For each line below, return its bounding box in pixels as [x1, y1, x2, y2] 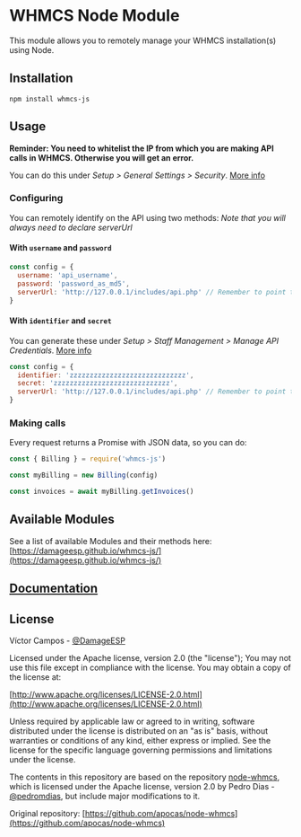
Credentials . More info [9, 345, 92, 356]
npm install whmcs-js [9, 94, 90, 103]
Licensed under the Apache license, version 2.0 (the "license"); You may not [9, 652, 291, 663]
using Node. [9, 44, 55, 55]
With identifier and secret [9, 315, 112, 326]
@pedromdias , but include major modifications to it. [9, 790, 201, 801]
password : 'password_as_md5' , [17, 279, 130, 288]
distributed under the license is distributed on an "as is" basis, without [9, 725, 269, 736]
